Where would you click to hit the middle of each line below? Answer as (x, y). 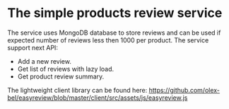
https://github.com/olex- (184, 90)
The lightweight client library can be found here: (77, 90)
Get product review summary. (61, 76)
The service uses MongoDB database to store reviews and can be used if (114, 33)
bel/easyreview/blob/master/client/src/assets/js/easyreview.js (98, 98)
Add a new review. (45, 61)
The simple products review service (115, 13)
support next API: (33, 47)
